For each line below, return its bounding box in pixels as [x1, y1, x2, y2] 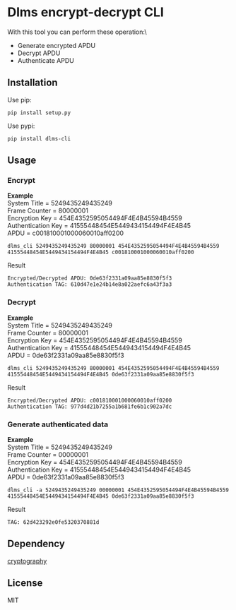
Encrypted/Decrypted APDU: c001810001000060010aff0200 [7, 397, 172, 404]
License [7, 577, 43, 590]
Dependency [7, 538, 65, 550]
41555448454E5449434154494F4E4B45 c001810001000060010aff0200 [7, 249, 194, 256]
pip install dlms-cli [7, 135, 71, 142]
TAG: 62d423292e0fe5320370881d [7, 519, 100, 526]
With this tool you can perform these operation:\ [7, 28, 147, 36]
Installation [7, 77, 58, 89]
